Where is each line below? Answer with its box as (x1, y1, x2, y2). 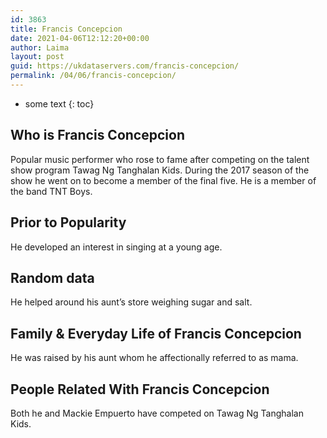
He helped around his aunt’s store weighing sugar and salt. (10, 296, 253, 308)
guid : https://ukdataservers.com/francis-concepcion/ (10, 61, 240, 71)
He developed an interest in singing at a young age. (10, 241, 223, 253)
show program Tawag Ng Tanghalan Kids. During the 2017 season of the (10, 164, 310, 176)
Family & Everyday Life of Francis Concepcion (10, 325, 302, 342)
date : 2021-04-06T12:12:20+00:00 (10, 33, 150, 43)
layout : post (10, 52, 65, 62)
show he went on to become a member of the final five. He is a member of (10, 174, 317, 186)
